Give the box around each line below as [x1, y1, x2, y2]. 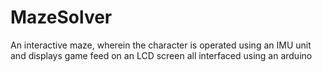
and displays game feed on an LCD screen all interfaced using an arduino [10, 49, 313, 61]
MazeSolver [10, 6, 113, 29]
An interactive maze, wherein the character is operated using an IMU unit [10, 39, 312, 51]
